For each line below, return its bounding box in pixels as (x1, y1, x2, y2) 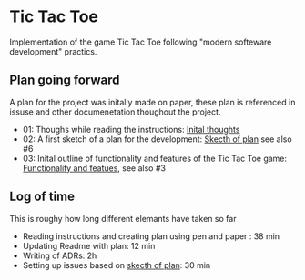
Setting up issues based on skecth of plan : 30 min (22, 259, 211, 270)
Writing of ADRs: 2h (22, 250, 97, 261)
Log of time (9, 189, 76, 205)
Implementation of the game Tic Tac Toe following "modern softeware (9, 36, 272, 47)
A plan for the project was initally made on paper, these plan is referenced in (9, 96, 296, 107)
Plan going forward (9, 73, 120, 88)
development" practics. (9, 45, 97, 56)
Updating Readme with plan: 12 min (22, 240, 156, 251)
